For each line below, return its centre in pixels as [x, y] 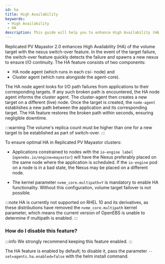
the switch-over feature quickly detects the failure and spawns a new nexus [82, 57]
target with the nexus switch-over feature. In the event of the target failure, [81, 52]
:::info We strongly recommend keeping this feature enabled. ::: [69, 241]
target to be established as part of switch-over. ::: [55, 133]
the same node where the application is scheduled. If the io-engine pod [85, 162]
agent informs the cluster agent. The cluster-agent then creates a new [76, 97]
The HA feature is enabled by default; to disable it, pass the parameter [76, 251]
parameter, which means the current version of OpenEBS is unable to [75, 213]
